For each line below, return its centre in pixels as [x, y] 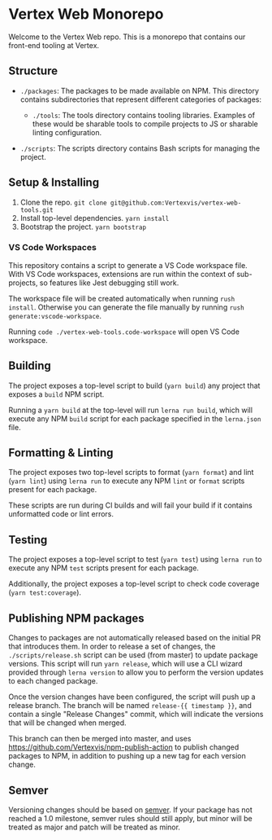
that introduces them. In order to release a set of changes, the [112, 646]
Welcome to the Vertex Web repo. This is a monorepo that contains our [127, 37]
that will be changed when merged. [68, 723]
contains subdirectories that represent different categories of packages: [141, 99]
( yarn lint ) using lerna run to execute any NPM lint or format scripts [127, 481]
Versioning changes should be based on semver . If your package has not [131, 809]
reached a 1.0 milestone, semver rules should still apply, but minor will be [131, 818]
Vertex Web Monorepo [86, 14]
